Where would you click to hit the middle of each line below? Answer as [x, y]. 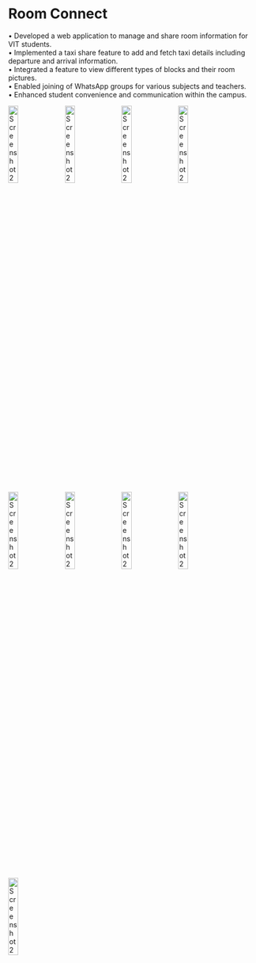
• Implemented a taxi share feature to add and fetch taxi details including [127, 52]
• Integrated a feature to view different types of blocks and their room [122, 69]
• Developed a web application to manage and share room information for [128, 36]
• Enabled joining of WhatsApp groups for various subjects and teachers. [127, 86]
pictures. [23, 78]
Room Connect [58, 14]
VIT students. [30, 44]
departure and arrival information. [63, 61]
